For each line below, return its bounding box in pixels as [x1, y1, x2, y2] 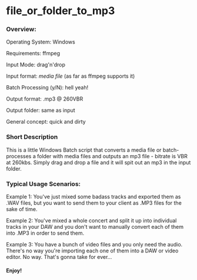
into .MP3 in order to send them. [6, 229, 85, 236]
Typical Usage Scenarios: [6, 179, 81, 188]
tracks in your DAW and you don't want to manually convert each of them [6, 224, 184, 231]
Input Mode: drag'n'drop [6, 61, 66, 68]
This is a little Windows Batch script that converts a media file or [6, 146, 162, 154]
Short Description [6, 133, 58, 141]
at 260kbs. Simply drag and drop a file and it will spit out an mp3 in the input [6, 159, 191, 166]
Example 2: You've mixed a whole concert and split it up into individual [6, 217, 177, 224]
